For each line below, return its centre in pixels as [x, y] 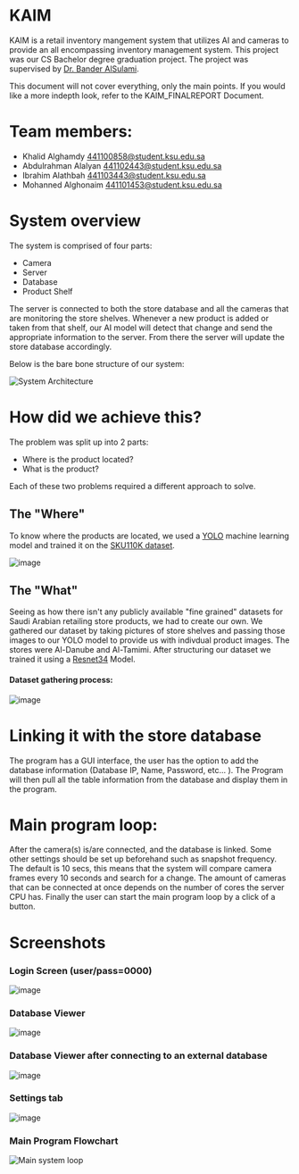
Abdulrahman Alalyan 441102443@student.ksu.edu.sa [122, 165]
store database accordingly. [61, 346]
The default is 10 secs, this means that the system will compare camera [141, 869]
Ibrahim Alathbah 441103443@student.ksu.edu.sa [114, 175]
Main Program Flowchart [64, 1141]
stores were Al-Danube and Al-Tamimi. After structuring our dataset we [140, 650]
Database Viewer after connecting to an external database [138, 1056]
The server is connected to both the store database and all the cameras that [149, 308]
